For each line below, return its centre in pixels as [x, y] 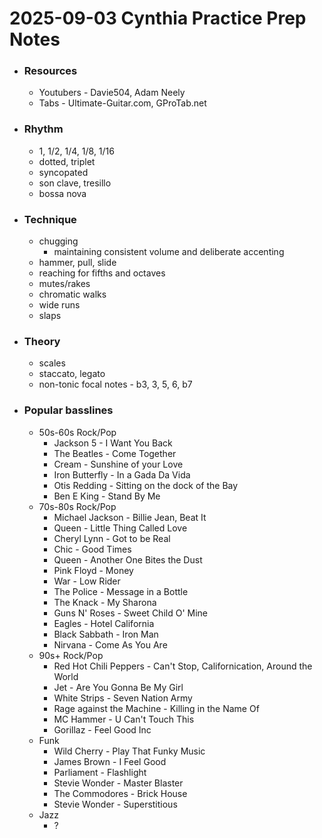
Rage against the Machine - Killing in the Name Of [156, 708]
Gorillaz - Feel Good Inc [102, 729]
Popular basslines [68, 410]
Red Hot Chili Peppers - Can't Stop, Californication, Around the [183, 666]
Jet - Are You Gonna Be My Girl [118, 687]
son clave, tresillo [75, 183]
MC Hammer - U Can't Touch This [124, 719]
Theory [42, 341]
